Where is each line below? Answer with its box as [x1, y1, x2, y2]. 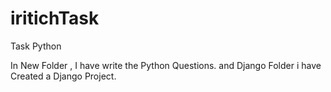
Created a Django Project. [10, 70, 117, 82]
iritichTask [10, 7, 100, 30]
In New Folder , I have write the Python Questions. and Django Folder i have [10, 59, 322, 71]
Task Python [10, 40, 62, 52]
